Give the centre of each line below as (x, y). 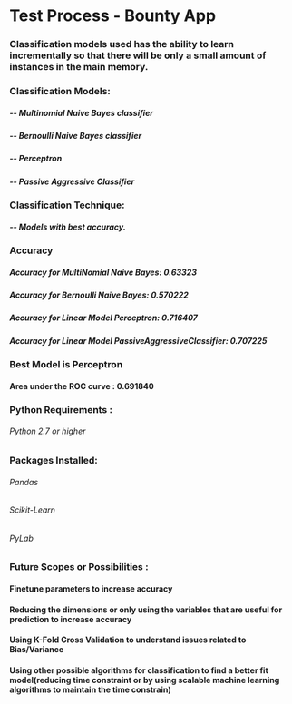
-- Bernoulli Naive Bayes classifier (76, 136)
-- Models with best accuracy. (68, 227)
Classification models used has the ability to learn (122, 44)
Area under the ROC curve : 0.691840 (82, 386)
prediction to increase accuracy (71, 619)
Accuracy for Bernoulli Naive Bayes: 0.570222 (99, 295)
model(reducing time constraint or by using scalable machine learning (145, 680)
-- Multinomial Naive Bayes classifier (82, 112)
